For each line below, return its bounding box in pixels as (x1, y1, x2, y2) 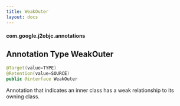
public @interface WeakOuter (6, 76, 78, 82)
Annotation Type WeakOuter (6, 49, 114, 59)
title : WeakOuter (6, 8, 49, 15)
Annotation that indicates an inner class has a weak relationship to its (6, 87, 174, 94)
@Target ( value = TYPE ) (6, 65, 57, 71)
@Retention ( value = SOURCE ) (6, 70, 70, 77)
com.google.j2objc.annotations (6, 32, 86, 39)
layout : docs (6, 14, 38, 20)
